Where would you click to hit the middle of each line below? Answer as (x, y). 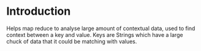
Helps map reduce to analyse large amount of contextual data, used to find (101, 28)
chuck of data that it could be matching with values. (72, 41)
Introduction (39, 11)
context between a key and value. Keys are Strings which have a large (95, 34)
